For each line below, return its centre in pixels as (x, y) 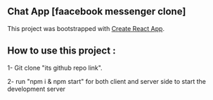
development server (36, 89)
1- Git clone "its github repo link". (55, 68)
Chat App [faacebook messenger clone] (97, 12)
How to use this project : (62, 51)
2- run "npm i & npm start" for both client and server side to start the (106, 81)
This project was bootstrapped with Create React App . (86, 28)
